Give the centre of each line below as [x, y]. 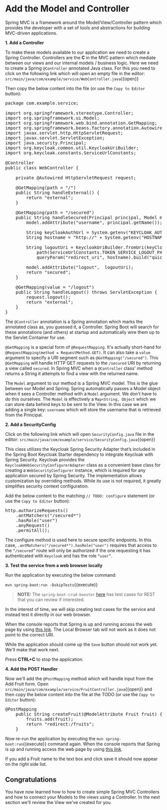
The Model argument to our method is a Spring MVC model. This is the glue [82, 383]
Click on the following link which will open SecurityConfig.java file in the [80, 434]
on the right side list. [26, 764]
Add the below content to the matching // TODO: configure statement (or [80, 496]
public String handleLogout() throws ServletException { [86, 292]
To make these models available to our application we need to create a [78, 52]
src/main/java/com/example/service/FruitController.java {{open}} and [79, 689]
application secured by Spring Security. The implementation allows [74, 475]
